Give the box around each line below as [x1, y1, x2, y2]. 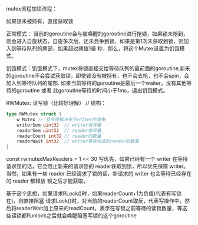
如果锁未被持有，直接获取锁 [6, 18, 74, 25]
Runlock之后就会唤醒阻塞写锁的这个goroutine [26, 212, 137, 219]
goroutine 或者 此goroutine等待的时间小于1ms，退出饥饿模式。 [16, 87, 169, 94]
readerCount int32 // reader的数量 [16, 133, 101, 139]
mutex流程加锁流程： [6, 5, 58, 12]
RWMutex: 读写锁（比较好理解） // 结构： [6, 100, 107, 106]
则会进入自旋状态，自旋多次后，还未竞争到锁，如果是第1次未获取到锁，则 [6, 38, 184, 44]
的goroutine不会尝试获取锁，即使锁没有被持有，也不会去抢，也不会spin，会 [6, 72, 190, 79]
